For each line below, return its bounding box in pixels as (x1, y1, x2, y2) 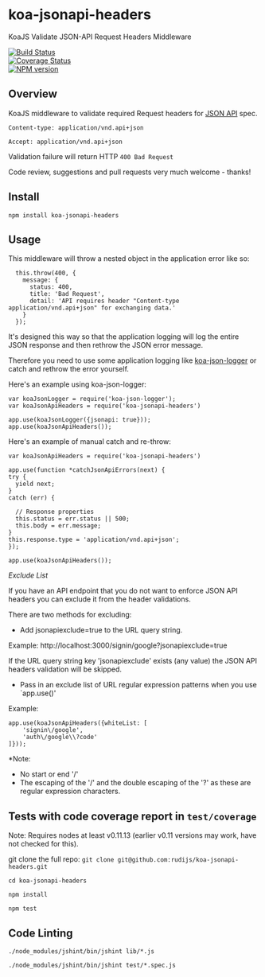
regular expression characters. (19, 786, 121, 796)
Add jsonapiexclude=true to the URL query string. (19, 625, 183, 635)
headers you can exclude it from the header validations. (8, 594, 191, 604)
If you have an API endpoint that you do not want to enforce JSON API (8, 586, 238, 596)
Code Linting (8, 926, 73, 940)
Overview (8, 88, 58, 101)
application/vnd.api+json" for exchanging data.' (8, 304, 177, 312)
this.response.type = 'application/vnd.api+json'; (8, 535, 180, 544)
